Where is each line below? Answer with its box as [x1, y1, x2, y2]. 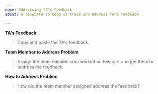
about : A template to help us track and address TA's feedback [5, 12, 139, 17]
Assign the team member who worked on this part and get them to [17, 58, 154, 64]
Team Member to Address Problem [5, 49, 79, 55]
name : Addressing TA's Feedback [5, 7, 72, 12]
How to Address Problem [5, 73, 58, 79]
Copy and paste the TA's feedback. [17, 39, 89, 45]
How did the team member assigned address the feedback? [17, 83, 140, 89]
